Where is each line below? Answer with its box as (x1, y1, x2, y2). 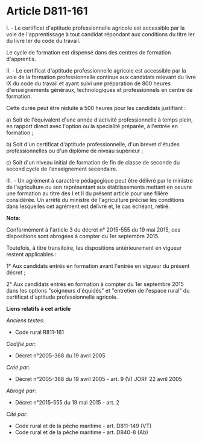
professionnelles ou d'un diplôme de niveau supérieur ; (6, 147, 144, 154)
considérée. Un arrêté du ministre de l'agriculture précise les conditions (6, 196, 185, 203)
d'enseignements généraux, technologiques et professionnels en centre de (6, 86, 193, 93)
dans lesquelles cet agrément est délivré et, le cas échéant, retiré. (6, 203, 170, 210)
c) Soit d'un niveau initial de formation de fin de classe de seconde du (6, 158, 180, 166)
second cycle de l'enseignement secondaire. (6, 165, 118, 172)
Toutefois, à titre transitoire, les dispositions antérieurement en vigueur (6, 244, 182, 252)
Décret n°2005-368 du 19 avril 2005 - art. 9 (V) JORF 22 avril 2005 (14, 375, 183, 382)
